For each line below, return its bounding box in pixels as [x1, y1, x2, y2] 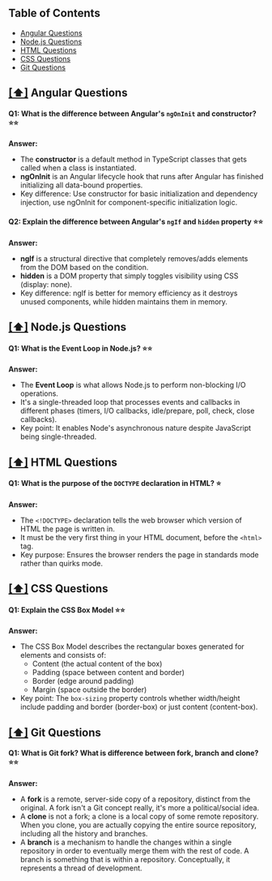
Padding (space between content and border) [32, 668, 185, 677]
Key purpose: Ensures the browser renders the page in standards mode [19, 549, 259, 559]
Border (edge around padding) [32, 677, 134, 686]
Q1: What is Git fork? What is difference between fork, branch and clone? [8, 748, 259, 758]
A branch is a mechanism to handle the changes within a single [19, 837, 232, 847]
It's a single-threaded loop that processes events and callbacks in [19, 398, 240, 407]
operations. [19, 389, 59, 398]
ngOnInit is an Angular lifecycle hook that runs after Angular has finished [19, 172, 264, 182]
